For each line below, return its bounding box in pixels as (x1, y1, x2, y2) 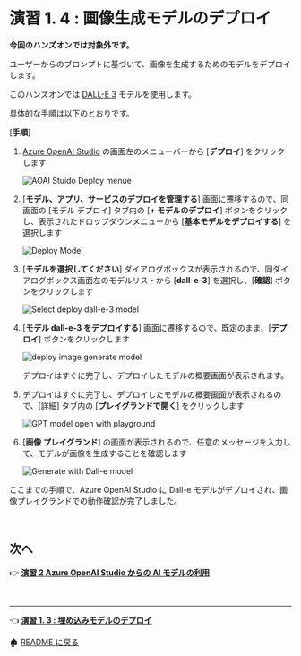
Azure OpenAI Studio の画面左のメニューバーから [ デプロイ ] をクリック (21, 145, 285, 157)
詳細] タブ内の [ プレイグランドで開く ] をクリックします (40, 400, 245, 410)
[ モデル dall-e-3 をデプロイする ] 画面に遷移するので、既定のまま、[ (21, 322, 271, 332)
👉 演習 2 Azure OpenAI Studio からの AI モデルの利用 (9, 566, 211, 578)
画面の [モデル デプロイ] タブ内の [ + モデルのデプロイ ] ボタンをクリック (21, 204, 288, 215)
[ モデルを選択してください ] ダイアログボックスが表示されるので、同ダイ (21, 263, 289, 274)
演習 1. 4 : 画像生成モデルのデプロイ (9, 8, 271, 29)
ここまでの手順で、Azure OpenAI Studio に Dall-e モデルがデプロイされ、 (9, 484, 280, 495)
